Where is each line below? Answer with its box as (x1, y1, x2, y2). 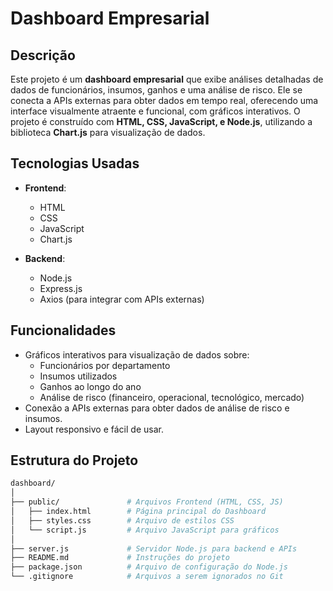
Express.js (39, 282, 83, 294)
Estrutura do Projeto (10, 452, 139, 469)
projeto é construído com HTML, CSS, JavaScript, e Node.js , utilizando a (10, 116, 313, 127)
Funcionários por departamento (39, 359, 171, 371)
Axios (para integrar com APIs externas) (39, 293, 205, 305)
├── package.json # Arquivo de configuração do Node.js (10, 562, 288, 572)
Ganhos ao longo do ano (39, 380, 142, 392)
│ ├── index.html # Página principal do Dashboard (10, 507, 267, 517)
